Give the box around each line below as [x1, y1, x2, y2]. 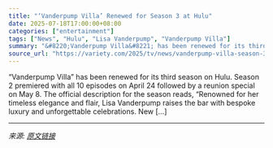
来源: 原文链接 [8, 131, 55, 141]
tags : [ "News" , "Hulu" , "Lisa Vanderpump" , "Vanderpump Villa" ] [8, 34, 231, 43]
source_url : [8, 50, 49, 58]
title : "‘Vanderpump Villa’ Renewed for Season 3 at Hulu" [8, 11, 213, 20]
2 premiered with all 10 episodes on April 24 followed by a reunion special [8, 81, 256, 90]
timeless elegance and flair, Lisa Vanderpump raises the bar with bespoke [8, 98, 256, 107]
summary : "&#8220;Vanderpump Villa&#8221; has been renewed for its [8, 42, 245, 50]
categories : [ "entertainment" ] [8, 27, 115, 35]
